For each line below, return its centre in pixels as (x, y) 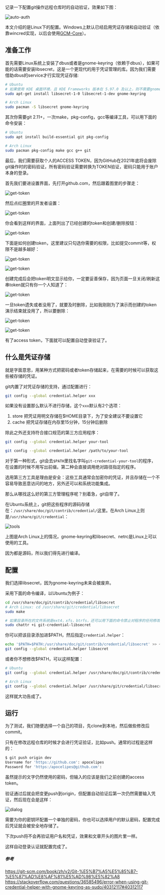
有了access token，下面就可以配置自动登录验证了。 (57, 340)
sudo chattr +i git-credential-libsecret (48, 625)
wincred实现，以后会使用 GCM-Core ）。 (49, 33)
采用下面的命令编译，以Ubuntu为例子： (45, 593)
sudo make (15, 612)
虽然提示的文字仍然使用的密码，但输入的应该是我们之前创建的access (75, 777)
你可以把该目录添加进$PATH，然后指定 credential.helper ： (65, 635)
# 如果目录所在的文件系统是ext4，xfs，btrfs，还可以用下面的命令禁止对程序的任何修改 (83, 620)
